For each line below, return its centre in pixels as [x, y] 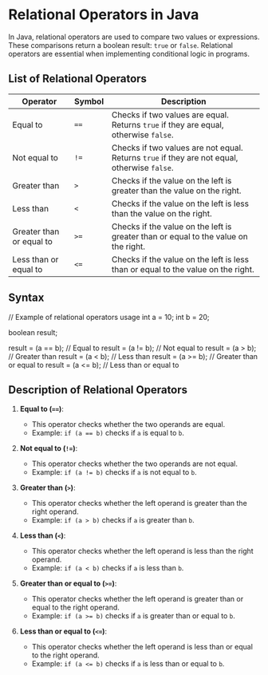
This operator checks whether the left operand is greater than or [138, 599]
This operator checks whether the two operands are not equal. [134, 464]
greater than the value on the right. [176, 191]
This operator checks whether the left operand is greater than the [139, 503]
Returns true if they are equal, [168, 124]
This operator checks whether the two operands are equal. [128, 424]
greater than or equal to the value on [180, 236]
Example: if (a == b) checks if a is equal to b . [108, 433]
